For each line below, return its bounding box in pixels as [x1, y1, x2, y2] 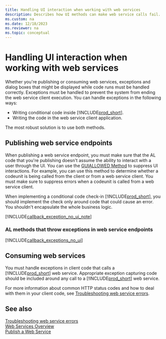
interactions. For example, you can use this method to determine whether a [5, 168, 159, 174]
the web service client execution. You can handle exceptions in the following [5, 94, 162, 100]
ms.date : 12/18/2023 [5, 21, 48, 26]
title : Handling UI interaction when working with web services [5, 7, 141, 12]
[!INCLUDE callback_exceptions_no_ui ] [5, 237, 83, 244]
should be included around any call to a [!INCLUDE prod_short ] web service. [5, 275, 160, 281]
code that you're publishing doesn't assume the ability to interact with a [5, 157, 152, 163]
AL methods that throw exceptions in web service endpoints [5, 226, 153, 233]
